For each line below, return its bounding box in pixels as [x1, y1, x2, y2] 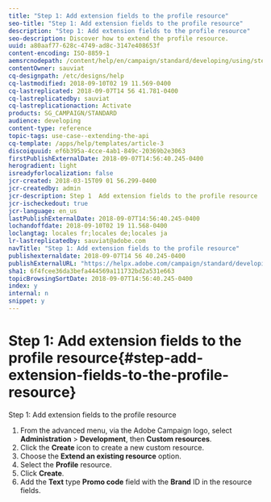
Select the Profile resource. [19, 459, 113, 469]
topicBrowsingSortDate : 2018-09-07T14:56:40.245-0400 [8, 274, 194, 282]
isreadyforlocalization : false [8, 169, 114, 178]
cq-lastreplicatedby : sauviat [8, 94, 110, 102]
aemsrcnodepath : [8, 57, 63, 65]
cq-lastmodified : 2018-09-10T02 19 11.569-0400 [8, 79, 172, 87]
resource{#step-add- [56, 349, 203, 367]
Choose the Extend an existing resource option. [19, 451, 181, 461]
